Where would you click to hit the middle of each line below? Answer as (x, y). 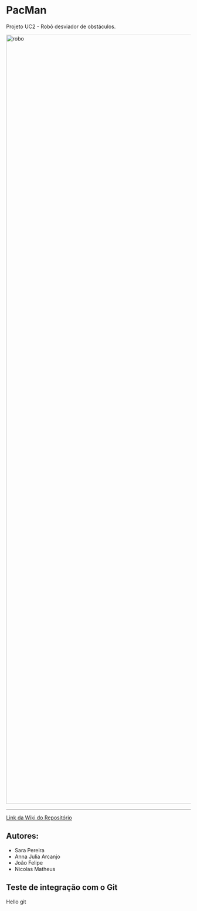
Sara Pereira (30, 850)
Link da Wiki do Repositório (39, 818)
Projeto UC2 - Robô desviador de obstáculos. (61, 26)
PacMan (26, 10)
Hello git (16, 902)
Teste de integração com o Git (62, 888)
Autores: (23, 836)
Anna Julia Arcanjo (37, 856)
